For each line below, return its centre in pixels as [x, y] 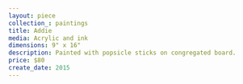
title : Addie [30, 30]
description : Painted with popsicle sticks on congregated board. [122, 53]
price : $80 [27, 61]
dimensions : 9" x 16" [45, 46]
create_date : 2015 [39, 68]
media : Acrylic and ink [48, 38]
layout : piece [32, 16]
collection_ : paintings [48, 23]
